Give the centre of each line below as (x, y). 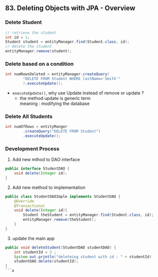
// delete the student (28, 47)
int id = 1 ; (17, 37)
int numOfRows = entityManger (36, 127)
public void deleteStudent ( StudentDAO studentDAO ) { (61, 247)
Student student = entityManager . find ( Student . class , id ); (67, 42)
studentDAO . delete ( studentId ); (46, 261)
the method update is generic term (55, 98)
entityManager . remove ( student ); (38, 51)
